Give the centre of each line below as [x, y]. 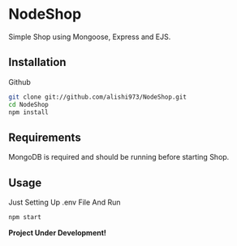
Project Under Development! [58, 232]
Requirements [45, 137]
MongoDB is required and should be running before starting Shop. [119, 157]
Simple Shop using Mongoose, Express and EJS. [90, 37]
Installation [37, 62]
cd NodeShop [28, 104]
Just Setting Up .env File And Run [65, 202]
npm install [28, 112]
